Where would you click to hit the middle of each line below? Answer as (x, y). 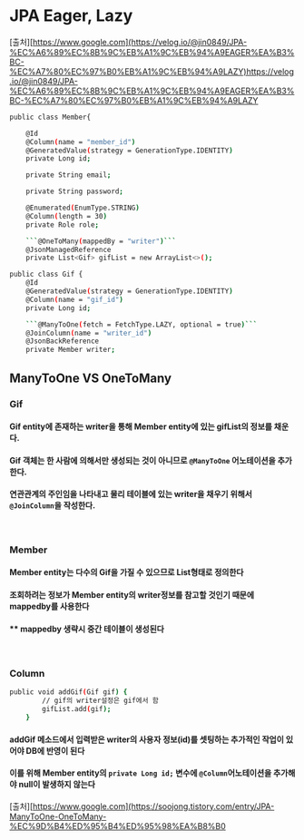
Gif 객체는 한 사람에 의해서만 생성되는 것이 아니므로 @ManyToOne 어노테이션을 (143, 460)
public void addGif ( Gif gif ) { (69, 692)
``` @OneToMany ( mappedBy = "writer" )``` (101, 241)
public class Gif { (46, 274)
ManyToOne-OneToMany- (58, 816)
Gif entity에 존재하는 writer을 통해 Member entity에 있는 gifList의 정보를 (141, 426)
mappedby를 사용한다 (49, 606)
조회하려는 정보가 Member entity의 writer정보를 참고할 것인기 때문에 (132, 595)
